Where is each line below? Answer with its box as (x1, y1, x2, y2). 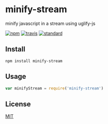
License (5, 100, 31, 108)
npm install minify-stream (5, 58, 63, 64)
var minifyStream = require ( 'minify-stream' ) (5, 85, 103, 91)
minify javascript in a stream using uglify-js (5, 20, 96, 26)
